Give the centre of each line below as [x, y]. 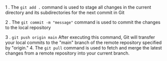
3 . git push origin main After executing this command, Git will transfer [80, 37]
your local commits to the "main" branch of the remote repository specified [83, 42]
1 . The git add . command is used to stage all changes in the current [78, 7]
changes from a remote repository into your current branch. [68, 53]
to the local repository [28, 27]
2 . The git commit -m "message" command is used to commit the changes [83, 22]
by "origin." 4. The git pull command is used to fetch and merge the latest [83, 48]
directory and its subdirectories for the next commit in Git [65, 12]
